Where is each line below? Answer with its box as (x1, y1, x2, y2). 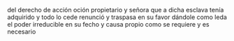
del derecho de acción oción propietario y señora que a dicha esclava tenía (7, 6, 224, 14)
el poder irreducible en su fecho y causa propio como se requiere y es (7, 20, 210, 28)
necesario (7, 27, 36, 36)
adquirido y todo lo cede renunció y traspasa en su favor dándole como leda (7, 13, 227, 21)
